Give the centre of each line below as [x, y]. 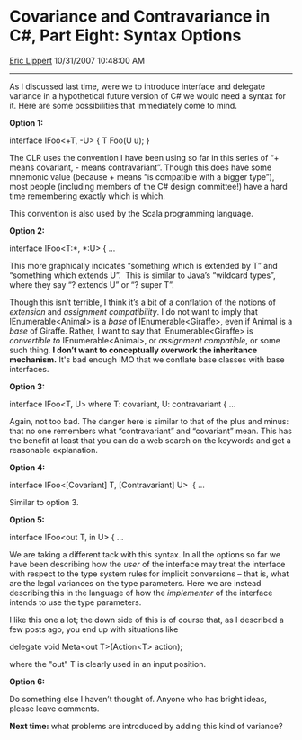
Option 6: [27, 682]
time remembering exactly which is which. [88, 196]
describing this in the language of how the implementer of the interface [141, 593]
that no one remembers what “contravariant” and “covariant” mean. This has [151, 431]
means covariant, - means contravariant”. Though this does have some [141, 167]
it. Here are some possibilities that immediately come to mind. [124, 105]
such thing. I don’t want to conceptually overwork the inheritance [133, 350]
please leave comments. [54, 709]
